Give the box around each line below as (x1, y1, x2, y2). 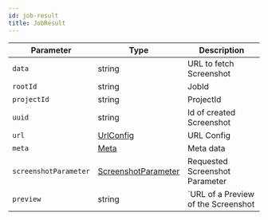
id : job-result (8, 11, 59, 20)
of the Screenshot (187, 198, 255, 210)
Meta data (187, 143, 226, 154)
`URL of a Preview (187, 188, 255, 199)
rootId (12, 81, 37, 91)
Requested (187, 155, 229, 167)
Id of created (187, 107, 236, 118)
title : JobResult (8, 19, 66, 27)
